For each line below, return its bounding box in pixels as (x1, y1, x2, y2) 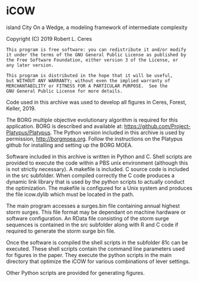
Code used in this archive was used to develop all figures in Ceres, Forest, (6, 98, 187, 105)
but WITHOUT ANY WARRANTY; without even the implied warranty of (6, 78, 170, 84)
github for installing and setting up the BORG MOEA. (6, 141, 133, 149)
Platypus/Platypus (6, 129, 51, 136)
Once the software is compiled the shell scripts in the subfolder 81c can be (6, 239, 188, 246)
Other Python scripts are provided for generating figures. (6, 269, 145, 276)
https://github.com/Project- (124, 123, 191, 130)
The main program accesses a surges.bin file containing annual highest (6, 202, 180, 209)
